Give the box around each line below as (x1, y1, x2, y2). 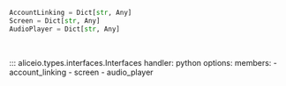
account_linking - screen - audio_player (9, 67, 154, 77)
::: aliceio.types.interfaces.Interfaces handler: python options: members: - (9, 57, 278, 68)
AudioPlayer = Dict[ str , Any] (9, 25, 121, 33)
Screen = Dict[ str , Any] (9, 16, 101, 25)
